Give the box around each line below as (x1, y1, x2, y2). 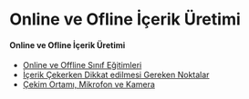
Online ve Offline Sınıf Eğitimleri (22, 60, 142, 71)
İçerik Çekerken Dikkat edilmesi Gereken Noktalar (22, 69, 210, 81)
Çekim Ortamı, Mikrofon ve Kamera (22, 79, 155, 90)
